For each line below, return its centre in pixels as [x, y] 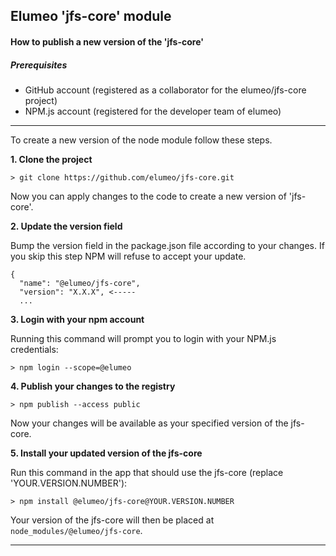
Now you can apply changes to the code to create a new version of [148, 196]
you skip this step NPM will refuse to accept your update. [128, 256]
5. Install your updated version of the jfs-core [106, 453]
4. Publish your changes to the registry [93, 386]
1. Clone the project [51, 159]
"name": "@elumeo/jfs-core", [80, 283]
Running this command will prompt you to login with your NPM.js [143, 338]
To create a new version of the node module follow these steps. [141, 140]
